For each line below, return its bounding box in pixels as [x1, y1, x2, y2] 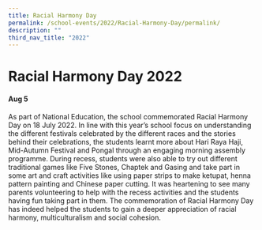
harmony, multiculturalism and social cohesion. [8, 213, 162, 222]
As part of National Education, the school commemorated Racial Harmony [8, 111, 249, 121]
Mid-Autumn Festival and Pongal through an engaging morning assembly [8, 145, 246, 155]
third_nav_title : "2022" [8, 33, 90, 42]
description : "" [8, 26, 62, 34]
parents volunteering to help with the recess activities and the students [8, 187, 239, 197]
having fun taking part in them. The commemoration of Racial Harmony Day [8, 195, 254, 205]
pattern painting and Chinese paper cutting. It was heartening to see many [8, 179, 250, 188]
